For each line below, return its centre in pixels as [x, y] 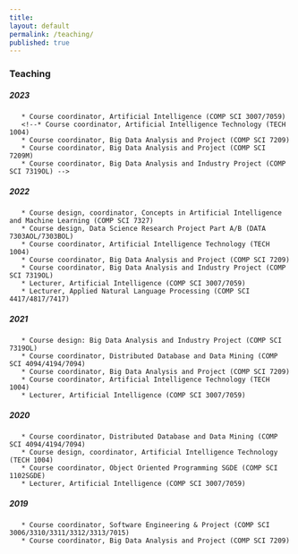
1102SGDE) [28, 476]
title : [21, 17]
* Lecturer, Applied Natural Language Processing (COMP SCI [136, 292]
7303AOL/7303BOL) [42, 237]
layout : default [39, 26]
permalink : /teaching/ [51, 34]
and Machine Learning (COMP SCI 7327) [81, 221]
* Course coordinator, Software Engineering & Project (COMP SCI [145, 525]
